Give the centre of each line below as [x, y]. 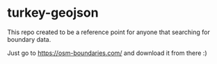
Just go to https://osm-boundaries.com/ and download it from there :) [107, 53]
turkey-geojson [53, 13]
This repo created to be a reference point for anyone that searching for [108, 32]
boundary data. [29, 39]
